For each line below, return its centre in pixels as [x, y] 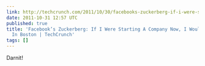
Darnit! [15, 58]
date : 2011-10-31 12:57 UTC [42, 18]
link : [13, 12]
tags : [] [17, 40]
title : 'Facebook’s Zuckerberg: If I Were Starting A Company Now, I [97, 29]
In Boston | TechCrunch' [43, 35]
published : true [27, 23]
